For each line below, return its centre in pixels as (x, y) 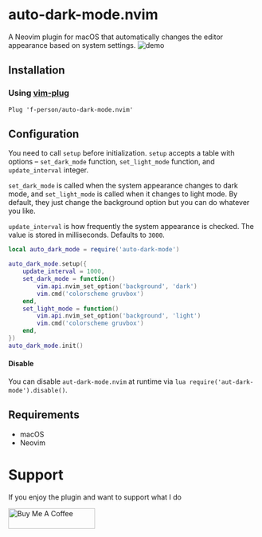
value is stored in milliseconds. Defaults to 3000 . (86, 235)
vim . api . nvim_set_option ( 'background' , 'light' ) (119, 316)
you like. (22, 211)
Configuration (44, 134)
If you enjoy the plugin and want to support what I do (95, 497)
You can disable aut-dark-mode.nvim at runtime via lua (97, 381)
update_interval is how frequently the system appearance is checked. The (131, 227)
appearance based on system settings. (72, 45)
